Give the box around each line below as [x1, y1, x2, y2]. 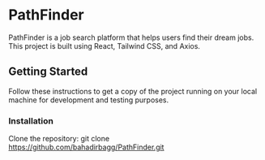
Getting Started [8, 65, 88, 79]
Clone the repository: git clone [8, 134, 110, 144]
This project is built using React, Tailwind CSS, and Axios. [8, 41, 201, 50]
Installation [8, 115, 54, 127]
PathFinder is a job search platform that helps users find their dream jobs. [8, 32, 254, 42]
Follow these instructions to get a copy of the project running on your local [8, 86, 258, 96]
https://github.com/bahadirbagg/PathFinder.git [8, 142, 165, 152]
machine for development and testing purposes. [8, 95, 169, 105]
